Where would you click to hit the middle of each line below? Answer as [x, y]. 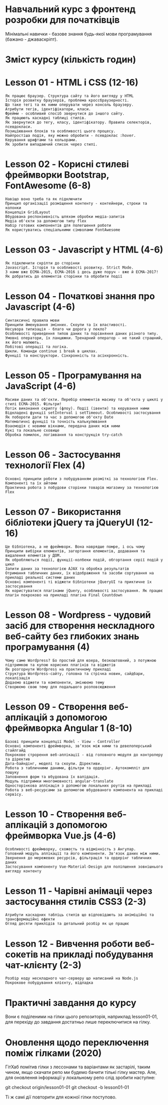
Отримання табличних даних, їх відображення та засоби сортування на [80, 573]
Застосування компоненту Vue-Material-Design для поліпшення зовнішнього [84, 867]
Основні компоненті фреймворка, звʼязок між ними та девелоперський [78, 746]
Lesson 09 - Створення [56, 706]
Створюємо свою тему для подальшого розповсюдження [60, 687]
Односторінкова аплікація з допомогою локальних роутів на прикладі [78, 786]
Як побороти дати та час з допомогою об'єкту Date [59, 417]
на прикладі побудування [97, 954]
